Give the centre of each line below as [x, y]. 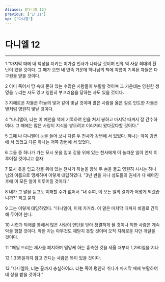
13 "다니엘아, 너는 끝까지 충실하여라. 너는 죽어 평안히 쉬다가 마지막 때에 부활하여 [82, 268]
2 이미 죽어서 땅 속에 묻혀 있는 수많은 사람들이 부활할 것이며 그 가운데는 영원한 [80, 86]
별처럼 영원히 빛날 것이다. [29, 109]
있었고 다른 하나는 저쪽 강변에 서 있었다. [54, 142]
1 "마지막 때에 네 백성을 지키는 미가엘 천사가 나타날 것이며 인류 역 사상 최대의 [78, 64]
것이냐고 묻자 [30, 159]
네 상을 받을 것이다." [24, 275]
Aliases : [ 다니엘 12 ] [26, 10]
